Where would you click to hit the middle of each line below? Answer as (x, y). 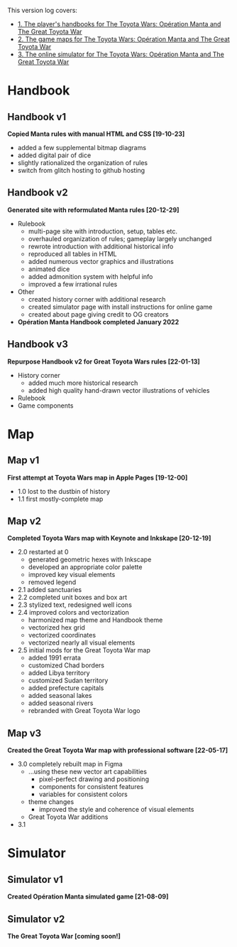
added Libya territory (59, 673)
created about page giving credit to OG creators (98, 314)
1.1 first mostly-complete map (60, 499)
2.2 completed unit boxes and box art (72, 598)
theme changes (51, 802)
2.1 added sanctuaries (50, 590)
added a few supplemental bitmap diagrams (82, 148)
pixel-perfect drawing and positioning (94, 779)
